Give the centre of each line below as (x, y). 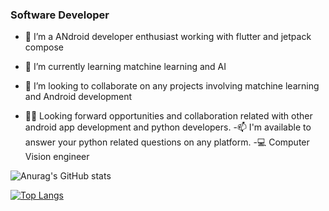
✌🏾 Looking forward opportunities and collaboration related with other (168, 116)
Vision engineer (57, 157)
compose (44, 47)
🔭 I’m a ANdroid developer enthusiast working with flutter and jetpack (168, 37)
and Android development (78, 97)
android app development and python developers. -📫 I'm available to (168, 127)
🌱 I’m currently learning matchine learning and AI (125, 67)
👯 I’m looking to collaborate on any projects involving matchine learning (172, 86)
